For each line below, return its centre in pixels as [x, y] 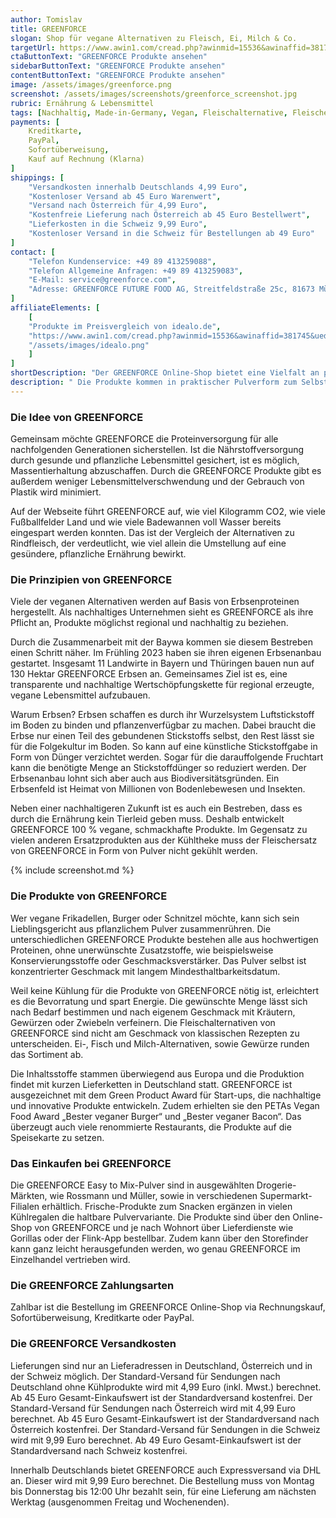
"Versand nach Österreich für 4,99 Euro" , [118, 206]
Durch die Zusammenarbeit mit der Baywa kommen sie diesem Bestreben [161, 642]
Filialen [25, 1206]
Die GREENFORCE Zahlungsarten [92, 1285]
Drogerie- [276, 1185]
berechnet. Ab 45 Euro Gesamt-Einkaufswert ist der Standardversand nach [165, 1418]
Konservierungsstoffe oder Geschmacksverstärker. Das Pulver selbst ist [158, 960]
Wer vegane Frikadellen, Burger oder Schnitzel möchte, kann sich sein [155, 918]
